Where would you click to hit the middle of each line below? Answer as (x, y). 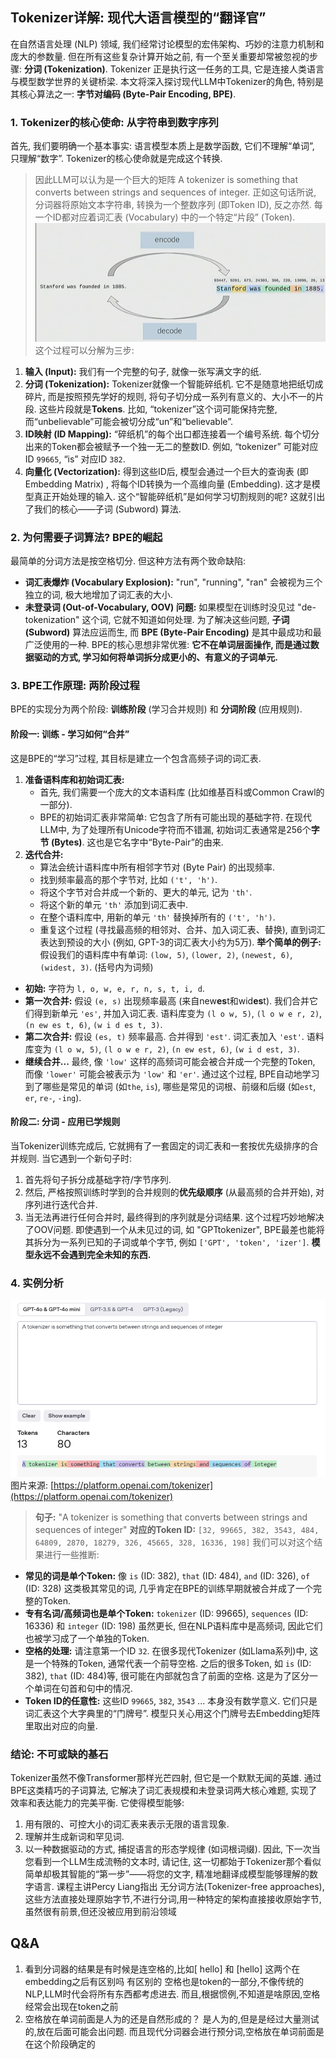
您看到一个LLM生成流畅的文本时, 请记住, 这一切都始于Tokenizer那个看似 (173, 1861)
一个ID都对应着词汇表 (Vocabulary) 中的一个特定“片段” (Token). (165, 217)
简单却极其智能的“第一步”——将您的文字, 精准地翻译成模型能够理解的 (167, 1874)
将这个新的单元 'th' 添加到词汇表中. (114, 904)
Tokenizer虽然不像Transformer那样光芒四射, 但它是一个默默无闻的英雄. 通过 (166, 1777)
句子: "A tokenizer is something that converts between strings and (171, 1517)
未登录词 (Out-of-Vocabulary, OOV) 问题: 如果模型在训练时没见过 (160, 607)
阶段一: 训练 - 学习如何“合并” (70, 734)
